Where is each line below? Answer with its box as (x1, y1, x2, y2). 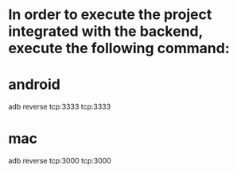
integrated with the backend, (8, 22, 203, 40)
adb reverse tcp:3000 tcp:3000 (8, 156, 111, 166)
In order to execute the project (8, 6, 212, 24)
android (8, 75, 61, 94)
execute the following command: (8, 40, 231, 57)
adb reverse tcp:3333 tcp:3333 (8, 102, 111, 112)
